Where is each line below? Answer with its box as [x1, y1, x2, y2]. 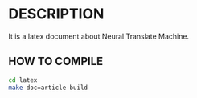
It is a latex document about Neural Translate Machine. [8, 31, 190, 41]
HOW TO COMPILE [8, 55, 104, 68]
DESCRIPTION [8, 5, 105, 23]
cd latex [8, 76, 38, 84]
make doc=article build [8, 84, 88, 92]
